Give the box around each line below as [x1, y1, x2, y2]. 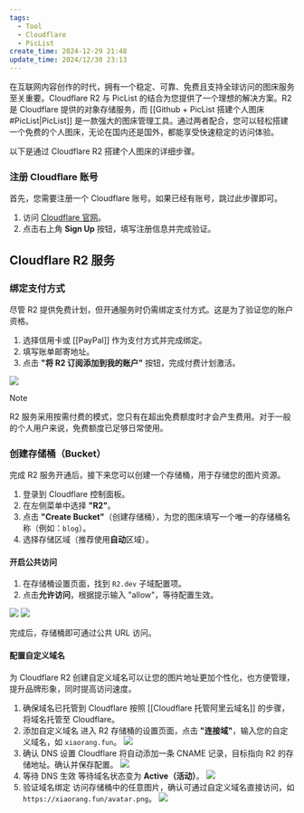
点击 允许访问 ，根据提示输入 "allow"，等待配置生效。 [22, 589, 219, 600]
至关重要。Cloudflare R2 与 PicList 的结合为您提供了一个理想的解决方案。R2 [9, 92, 292, 103]
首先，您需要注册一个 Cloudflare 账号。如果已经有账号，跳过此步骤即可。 [9, 193, 283, 204]
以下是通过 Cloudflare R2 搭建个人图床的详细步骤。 [9, 146, 200, 157]
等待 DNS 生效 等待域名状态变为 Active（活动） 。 [22, 770, 204, 781]
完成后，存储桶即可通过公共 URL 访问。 [9, 627, 157, 638]
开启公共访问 [9, 556, 57, 567]
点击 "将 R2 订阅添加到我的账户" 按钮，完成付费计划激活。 [22, 357, 241, 368]
